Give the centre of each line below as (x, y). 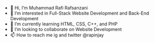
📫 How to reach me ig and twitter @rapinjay (57, 35)
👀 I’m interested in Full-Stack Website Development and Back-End (80, 13)
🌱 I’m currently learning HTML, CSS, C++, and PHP (64, 24)
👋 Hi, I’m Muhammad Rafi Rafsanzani (49, 8)
